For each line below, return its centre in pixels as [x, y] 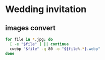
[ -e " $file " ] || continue [39, 44]
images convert [30, 28]
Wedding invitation [46, 9]
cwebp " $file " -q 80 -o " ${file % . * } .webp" [55, 49]
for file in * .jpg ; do [29, 39]
